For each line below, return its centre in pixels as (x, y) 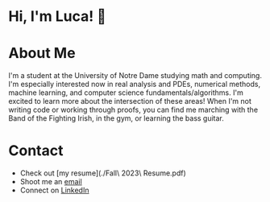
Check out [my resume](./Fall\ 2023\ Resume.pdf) (103, 173)
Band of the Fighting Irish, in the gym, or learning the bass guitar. (116, 118)
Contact (36, 151)
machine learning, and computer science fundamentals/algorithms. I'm (126, 93)
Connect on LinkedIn (54, 190)
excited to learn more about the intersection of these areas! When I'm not (130, 101)
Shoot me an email (51, 182)
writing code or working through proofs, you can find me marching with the (133, 110)
